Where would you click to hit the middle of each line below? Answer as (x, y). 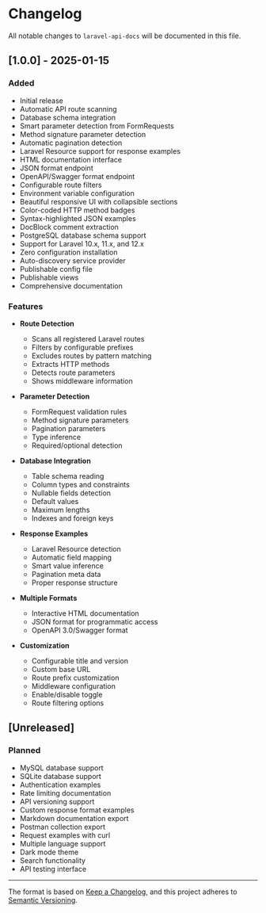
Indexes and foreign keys (72, 518)
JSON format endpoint (56, 168)
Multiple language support (63, 843)
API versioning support (57, 801)
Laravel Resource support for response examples (100, 151)
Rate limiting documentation (65, 793)
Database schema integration (68, 117)
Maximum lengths (61, 510)
